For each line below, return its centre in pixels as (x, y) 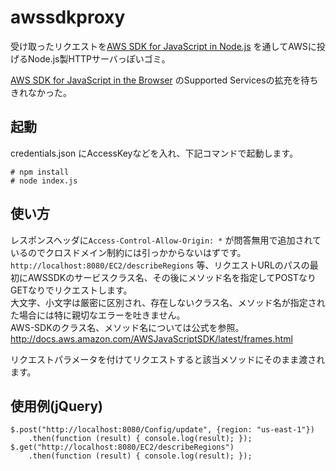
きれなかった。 (41, 92)
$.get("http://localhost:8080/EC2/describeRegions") (122, 447)
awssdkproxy (68, 17)
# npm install (40, 172)
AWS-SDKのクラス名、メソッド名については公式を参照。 (127, 327)
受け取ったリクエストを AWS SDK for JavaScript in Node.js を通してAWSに (163, 46)
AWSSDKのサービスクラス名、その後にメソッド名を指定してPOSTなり (172, 277)
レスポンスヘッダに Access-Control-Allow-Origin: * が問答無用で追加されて (166, 240)
